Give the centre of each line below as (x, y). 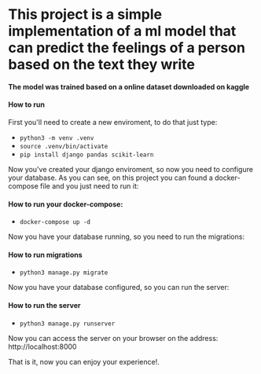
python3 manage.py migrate (64, 273)
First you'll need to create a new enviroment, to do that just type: (113, 122)
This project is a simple (85, 15)
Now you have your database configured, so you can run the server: (119, 288)
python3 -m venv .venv (57, 138)
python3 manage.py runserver (67, 324)
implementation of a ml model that (122, 31)
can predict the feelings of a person (127, 48)
